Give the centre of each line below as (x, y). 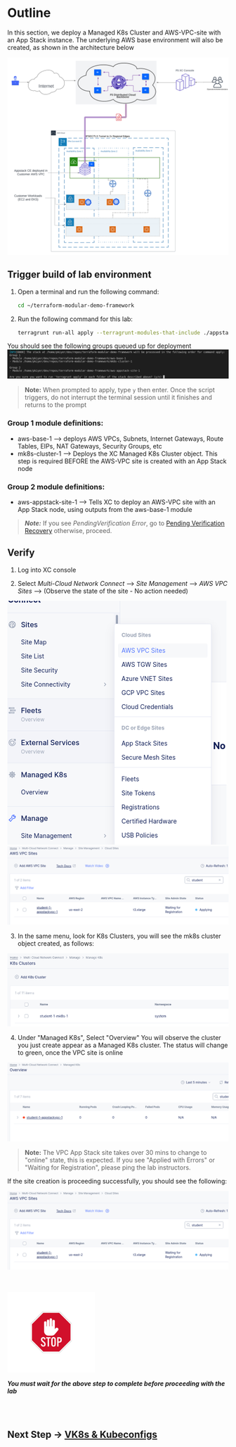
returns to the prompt (55, 405)
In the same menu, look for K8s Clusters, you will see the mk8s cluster (119, 936)
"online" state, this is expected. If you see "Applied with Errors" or (120, 1160)
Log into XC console (47, 570)
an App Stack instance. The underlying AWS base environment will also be (115, 39)
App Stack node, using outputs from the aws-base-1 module (105, 509)
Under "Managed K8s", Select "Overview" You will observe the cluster (119, 1037)
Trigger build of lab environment (79, 275)
